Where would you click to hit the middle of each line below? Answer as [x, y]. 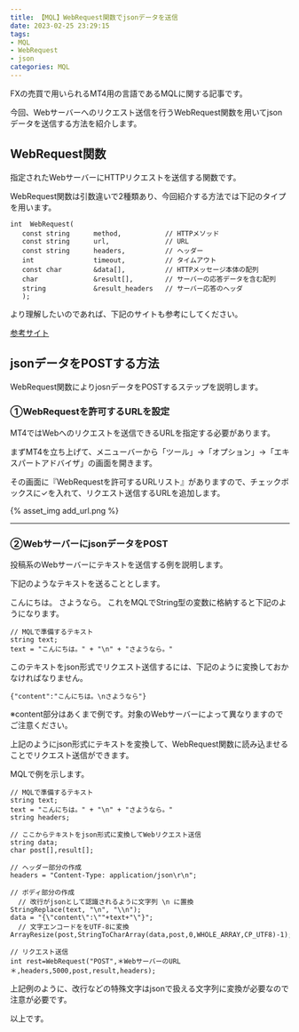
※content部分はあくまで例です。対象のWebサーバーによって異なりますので [147, 714]
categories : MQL [40, 68]
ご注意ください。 [41, 725]
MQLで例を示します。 [50, 774]
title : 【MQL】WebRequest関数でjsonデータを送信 [94, 17]
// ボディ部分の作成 [42, 893]
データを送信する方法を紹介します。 [76, 123]
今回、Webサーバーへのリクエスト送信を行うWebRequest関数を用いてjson [146, 112]
